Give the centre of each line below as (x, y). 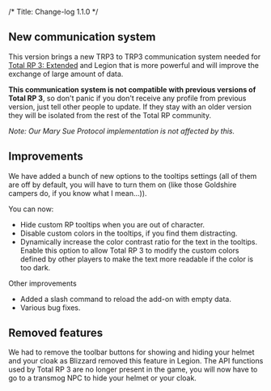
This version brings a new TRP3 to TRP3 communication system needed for (135, 57)
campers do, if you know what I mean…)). (78, 193)
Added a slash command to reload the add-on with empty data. (126, 299)
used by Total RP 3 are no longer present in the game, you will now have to (133, 370)
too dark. (35, 267)
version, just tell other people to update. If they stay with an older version (130, 106)
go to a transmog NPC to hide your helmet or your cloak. (102, 378)
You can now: (31, 209)
